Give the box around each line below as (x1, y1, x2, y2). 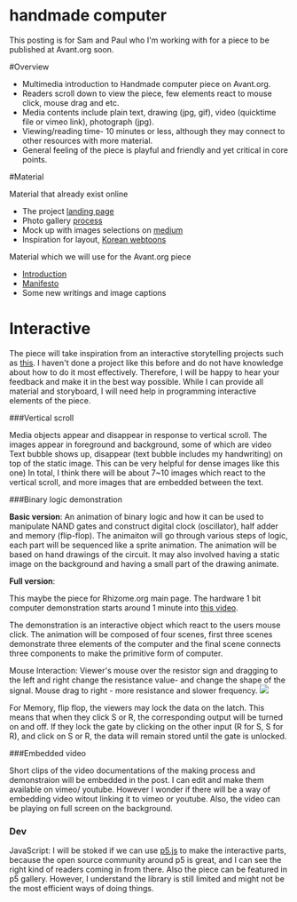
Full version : (9, 575, 56, 587)
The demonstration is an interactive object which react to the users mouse (9, 619, 281, 630)
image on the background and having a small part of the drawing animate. (9, 558, 279, 569)
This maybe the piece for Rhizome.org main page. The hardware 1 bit (9, 593, 262, 603)
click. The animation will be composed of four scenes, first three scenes (9, 628, 273, 640)
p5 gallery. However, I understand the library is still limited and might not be (9, 874, 285, 884)
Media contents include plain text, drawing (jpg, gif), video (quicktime (21, 107, 277, 117)
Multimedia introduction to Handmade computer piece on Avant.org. (21, 78, 271, 89)
